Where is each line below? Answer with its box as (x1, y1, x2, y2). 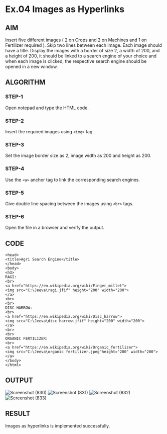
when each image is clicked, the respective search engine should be (5, 58, 147, 64)
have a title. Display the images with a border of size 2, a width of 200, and (5, 48, 160, 53)
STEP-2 (5, 117, 24, 124)
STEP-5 (5, 189, 24, 196)
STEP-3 (5, 141, 24, 148)
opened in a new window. (5, 64, 58, 69)
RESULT (5, 409, 31, 418)
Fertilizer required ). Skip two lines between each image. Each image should (5, 42, 162, 48)
